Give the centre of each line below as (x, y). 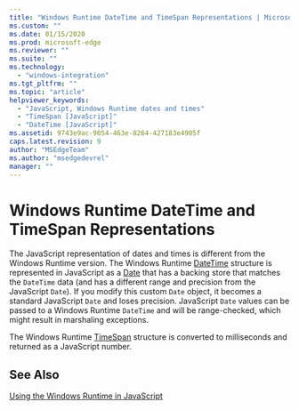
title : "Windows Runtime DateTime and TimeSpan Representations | (135, 17)
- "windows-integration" (63, 76)
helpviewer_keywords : (49, 100)
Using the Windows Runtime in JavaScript (86, 396)
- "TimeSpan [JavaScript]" (67, 117)
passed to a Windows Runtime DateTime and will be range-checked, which (145, 310)
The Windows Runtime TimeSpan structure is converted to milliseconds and (148, 337)
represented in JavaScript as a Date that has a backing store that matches (145, 273)
